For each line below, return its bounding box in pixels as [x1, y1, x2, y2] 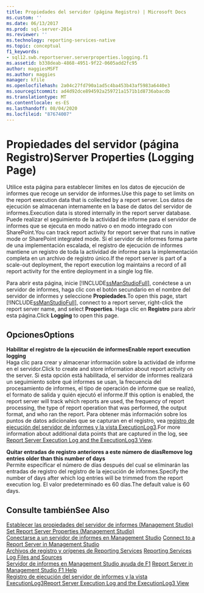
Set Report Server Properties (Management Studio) [6, 527, 135, 534]
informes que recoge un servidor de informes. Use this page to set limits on [6, 190, 195, 197]
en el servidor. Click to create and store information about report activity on [6, 365, 194, 373]
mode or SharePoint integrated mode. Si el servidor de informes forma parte [6, 235, 198, 243]
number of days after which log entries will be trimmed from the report [6, 474, 183, 482]
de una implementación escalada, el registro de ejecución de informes [6, 242, 183, 249]
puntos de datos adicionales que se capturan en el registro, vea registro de [6, 417, 195, 425]
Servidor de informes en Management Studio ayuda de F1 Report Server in [6, 559, 193, 567]
